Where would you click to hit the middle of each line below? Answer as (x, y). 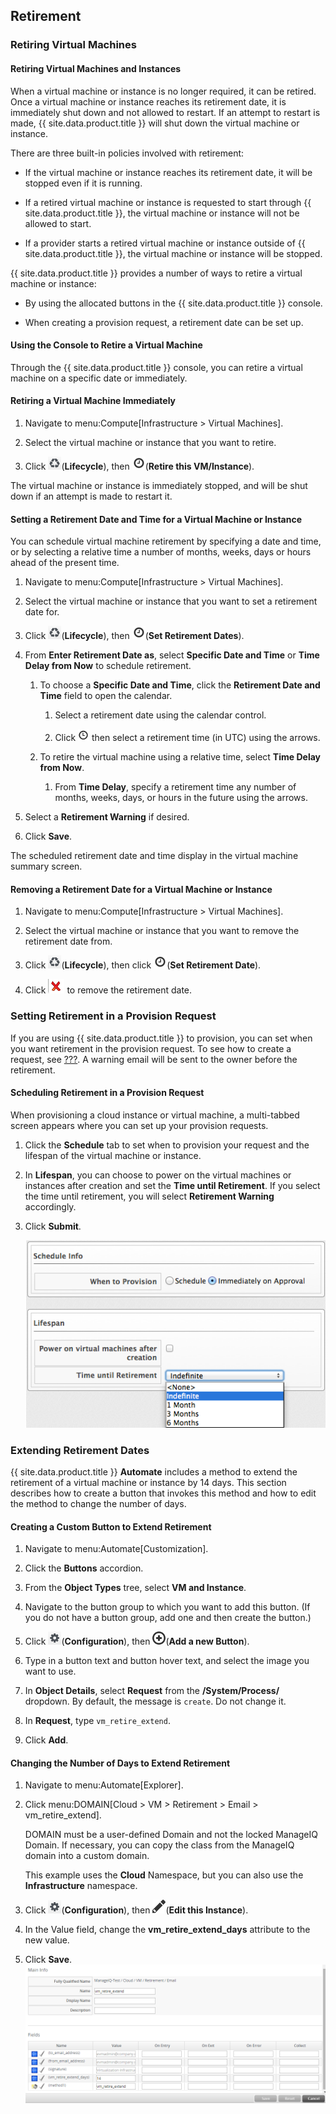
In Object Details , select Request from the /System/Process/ (152, 1691)
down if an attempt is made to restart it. (91, 496)
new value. (47, 1940)
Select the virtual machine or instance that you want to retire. (150, 442)
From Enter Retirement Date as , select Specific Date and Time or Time (172, 655)
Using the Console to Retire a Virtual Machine (106, 345)
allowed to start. (58, 223)
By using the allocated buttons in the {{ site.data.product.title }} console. (173, 303)
